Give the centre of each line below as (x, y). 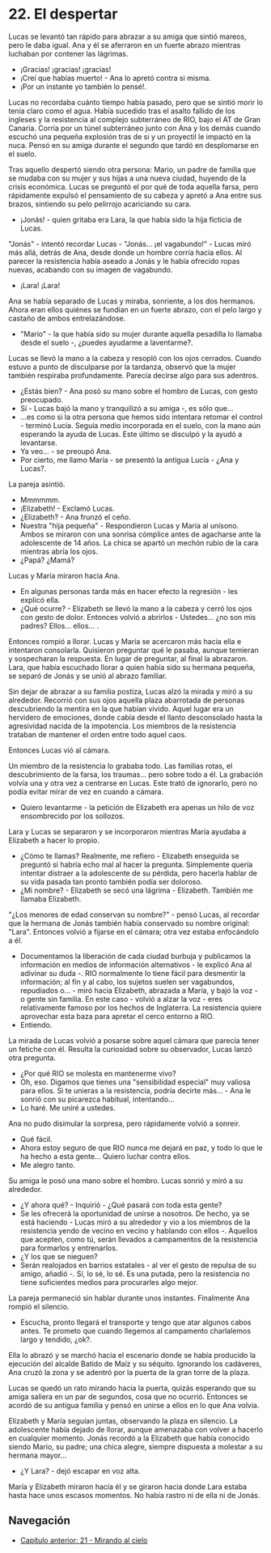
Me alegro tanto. (47, 1165)
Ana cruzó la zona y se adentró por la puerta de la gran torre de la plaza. (129, 1372)
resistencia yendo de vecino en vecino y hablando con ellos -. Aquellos (139, 1230)
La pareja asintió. (37, 484)
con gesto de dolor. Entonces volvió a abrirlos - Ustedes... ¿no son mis (138, 617)
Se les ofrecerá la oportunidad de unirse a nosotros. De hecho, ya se (135, 1213)
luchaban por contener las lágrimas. (68, 53)
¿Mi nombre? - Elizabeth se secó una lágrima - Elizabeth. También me (136, 890)
